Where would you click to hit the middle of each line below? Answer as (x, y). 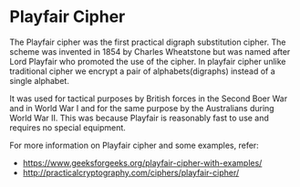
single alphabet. (40, 80)
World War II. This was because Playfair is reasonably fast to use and (139, 118)
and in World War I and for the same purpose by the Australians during (142, 108)
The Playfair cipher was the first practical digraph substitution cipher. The (148, 42)
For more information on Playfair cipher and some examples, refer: (134, 145)
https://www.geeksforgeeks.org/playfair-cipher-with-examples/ (142, 162)
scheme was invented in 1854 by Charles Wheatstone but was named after (150, 51)
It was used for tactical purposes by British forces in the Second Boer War (149, 99)
